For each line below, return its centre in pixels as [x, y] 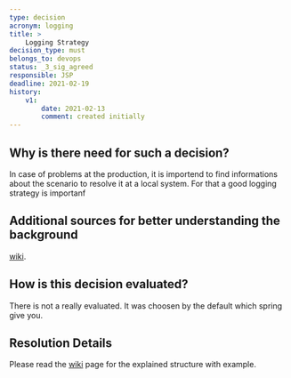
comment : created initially [93, 117]
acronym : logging [41, 26]
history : [25, 92]
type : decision [37, 17]
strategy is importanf [48, 193]
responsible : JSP [41, 76]
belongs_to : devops [45, 59]
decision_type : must [48, 51]
